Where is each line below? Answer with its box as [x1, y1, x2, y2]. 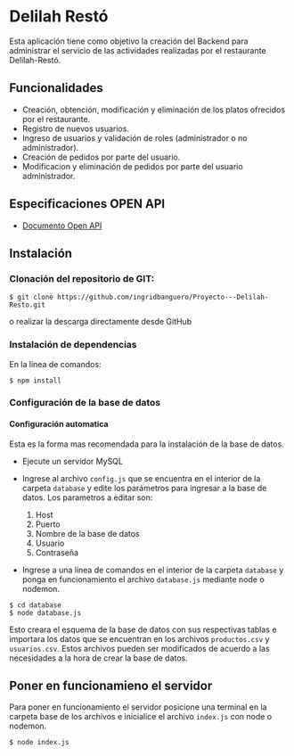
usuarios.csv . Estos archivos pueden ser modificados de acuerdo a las [9, 643, 270, 653]
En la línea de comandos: [9, 358, 102, 369]
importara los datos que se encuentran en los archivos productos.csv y [9, 633, 270, 644]
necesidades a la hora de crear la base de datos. [9, 653, 189, 663]
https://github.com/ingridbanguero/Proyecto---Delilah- [56, 292, 269, 302]
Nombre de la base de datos [35, 528, 140, 538]
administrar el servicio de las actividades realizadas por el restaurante [9, 45, 266, 55]
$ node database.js [9, 608, 82, 617]
